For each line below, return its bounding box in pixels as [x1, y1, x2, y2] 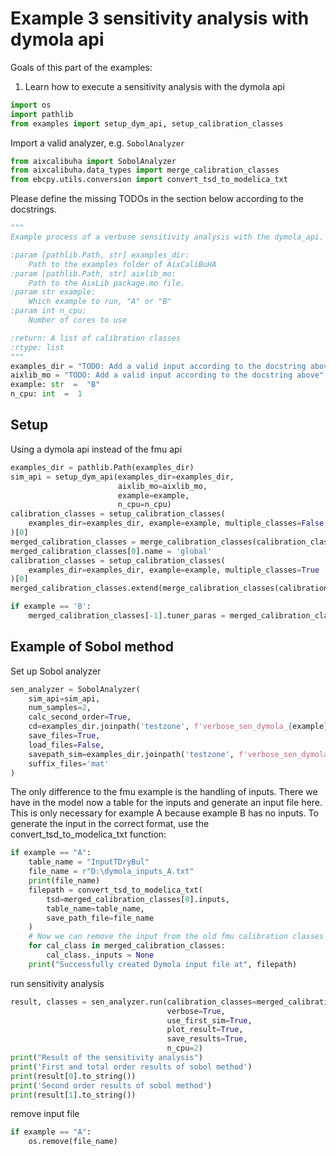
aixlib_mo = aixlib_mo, [117, 481, 208, 491]
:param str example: [10, 287, 97, 297]
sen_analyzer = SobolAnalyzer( [10, 684, 141, 694]
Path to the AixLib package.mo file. [28, 278, 186, 288]
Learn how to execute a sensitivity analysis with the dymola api [24, 80, 285, 92]
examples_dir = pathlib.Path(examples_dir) [10, 462, 195, 472]
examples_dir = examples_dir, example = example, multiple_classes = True [28, 565, 320, 575]
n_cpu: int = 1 [10, 389, 83, 399]
